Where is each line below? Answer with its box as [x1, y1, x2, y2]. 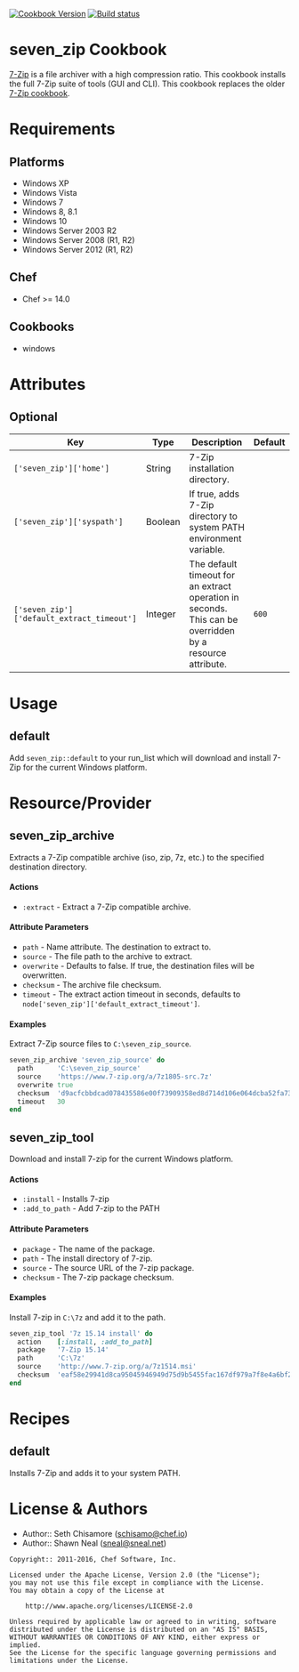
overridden [189, 624, 236, 636]
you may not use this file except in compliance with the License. [9, 1578, 265, 1587]
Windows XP [21, 178, 69, 189]
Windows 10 [21, 215, 68, 226]
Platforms [9, 154, 65, 169]
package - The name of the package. [21, 1243, 156, 1254]
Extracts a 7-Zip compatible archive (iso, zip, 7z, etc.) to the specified [9, 852, 264, 862]
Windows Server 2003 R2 [21, 225, 117, 236]
